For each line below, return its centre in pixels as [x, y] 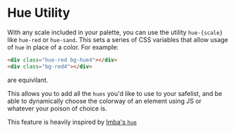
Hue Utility [39, 13]
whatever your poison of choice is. [57, 108]
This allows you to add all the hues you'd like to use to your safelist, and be [115, 93]
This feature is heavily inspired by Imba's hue [72, 122]
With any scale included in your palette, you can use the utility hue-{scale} [115, 32]
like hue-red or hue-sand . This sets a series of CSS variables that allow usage [118, 39]
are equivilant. [28, 80]
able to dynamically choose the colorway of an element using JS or [105, 101]
